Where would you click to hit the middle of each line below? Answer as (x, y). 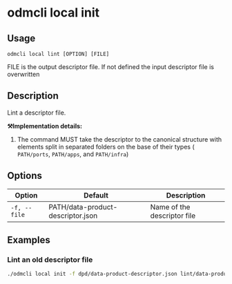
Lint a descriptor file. (37, 113)
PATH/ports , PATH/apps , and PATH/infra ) (73, 154)
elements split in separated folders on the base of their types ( (106, 146)
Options (25, 176)
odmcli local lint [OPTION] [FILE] (58, 54)
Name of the (170, 207)
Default (96, 195)
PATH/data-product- (83, 207)
